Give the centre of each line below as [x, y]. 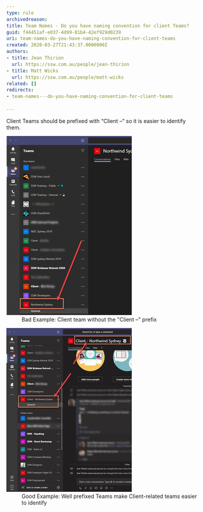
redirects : [20, 90]
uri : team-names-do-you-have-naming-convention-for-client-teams [91, 39]
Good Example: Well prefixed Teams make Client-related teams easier [109, 496]
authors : [17, 52]
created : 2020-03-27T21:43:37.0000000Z [57, 45]
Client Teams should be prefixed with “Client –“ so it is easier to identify [96, 121]
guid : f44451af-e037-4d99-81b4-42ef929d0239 [64, 32]
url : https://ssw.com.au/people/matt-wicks [68, 77]
